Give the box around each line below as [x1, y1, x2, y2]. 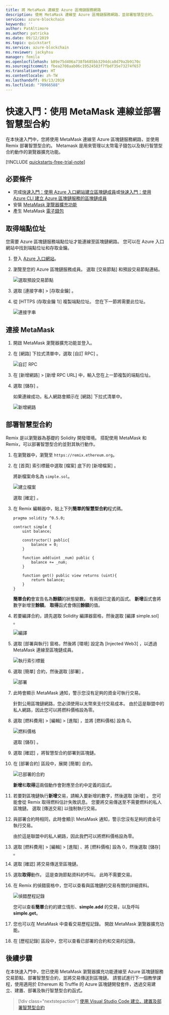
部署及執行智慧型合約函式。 [27, 987, 85, 993]
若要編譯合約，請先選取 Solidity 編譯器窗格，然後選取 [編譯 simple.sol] [13, 613, 159, 619]
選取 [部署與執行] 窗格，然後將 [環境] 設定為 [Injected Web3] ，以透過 [13, 640, 157, 646]
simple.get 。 [13, 910, 41, 916]
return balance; [31, 577, 65, 582]
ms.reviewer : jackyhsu [6, 49, 53, 55]
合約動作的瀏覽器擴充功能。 [6, 148, 63, 155]
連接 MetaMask [6, 325, 55, 334]
